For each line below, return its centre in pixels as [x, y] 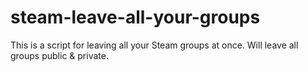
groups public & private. [59, 55]
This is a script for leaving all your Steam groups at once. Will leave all [154, 45]
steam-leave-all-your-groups [135, 17]
